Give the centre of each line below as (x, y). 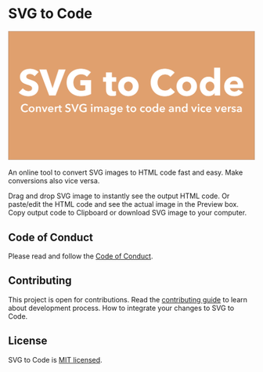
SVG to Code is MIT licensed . (56, 359)
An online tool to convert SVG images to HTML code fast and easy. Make (126, 172)
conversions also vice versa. (54, 181)
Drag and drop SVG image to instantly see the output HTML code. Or (119, 196)
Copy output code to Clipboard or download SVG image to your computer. (128, 213)
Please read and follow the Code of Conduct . (81, 256)
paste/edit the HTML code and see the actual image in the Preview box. (123, 204)
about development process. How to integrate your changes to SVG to (121, 308)
